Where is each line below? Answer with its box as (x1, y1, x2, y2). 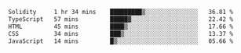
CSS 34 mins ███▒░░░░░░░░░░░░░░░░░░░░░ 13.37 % (8, 30, 234, 37)
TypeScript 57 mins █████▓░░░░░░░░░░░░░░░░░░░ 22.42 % (8, 15, 234, 23)
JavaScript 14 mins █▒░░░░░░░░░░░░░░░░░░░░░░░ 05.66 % (8, 37, 234, 45)
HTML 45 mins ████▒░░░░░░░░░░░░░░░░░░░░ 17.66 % (8, 23, 234, 30)
